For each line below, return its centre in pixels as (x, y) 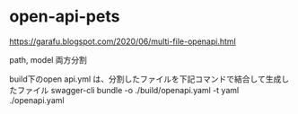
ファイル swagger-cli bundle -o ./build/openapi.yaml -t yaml (128, 90)
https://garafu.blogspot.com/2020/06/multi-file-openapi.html (123, 41)
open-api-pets (65, 17)
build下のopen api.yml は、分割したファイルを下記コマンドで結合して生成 (145, 79)
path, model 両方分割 (48, 59)
